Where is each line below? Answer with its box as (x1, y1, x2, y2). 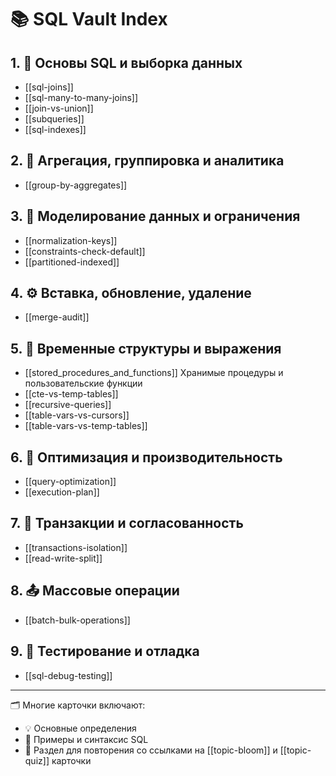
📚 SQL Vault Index (10, 8, 168, 31)
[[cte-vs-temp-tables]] (24, 388, 119, 400)
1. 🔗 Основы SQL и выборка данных (10, 54, 243, 71)
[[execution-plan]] (24, 486, 100, 498)
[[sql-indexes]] (24, 124, 87, 135)
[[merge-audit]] (24, 311, 90, 323)
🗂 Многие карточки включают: (10, 699, 146, 711)
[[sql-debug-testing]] (24, 669, 113, 681)
